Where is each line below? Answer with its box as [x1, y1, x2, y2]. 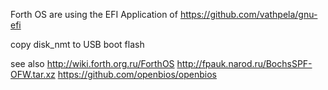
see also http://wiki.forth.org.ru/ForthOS [10, 58, 175, 69]
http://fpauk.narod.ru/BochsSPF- [176, 58, 313, 69]
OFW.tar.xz [10, 69, 56, 80]
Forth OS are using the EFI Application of [10, 9, 178, 20]
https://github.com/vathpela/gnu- [179, 9, 318, 20]
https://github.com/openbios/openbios [57, 69, 217, 80]
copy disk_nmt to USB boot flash [10, 39, 145, 50]
